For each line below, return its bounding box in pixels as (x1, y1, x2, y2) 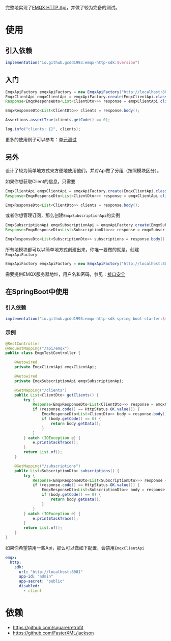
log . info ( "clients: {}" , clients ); (5, 127, 81, 132)
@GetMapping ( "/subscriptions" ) (14, 463, 81, 469)
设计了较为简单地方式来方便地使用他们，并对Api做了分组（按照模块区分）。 (5, 167, 162, 173)
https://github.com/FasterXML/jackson (12, 630, 94, 636)
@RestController (5, 341, 40, 346)
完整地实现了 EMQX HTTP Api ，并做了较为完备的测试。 (5, 5, 120, 10)
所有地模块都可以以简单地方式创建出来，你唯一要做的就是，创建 (5, 247, 139, 252)
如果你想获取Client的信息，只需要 (5, 178, 76, 184)
